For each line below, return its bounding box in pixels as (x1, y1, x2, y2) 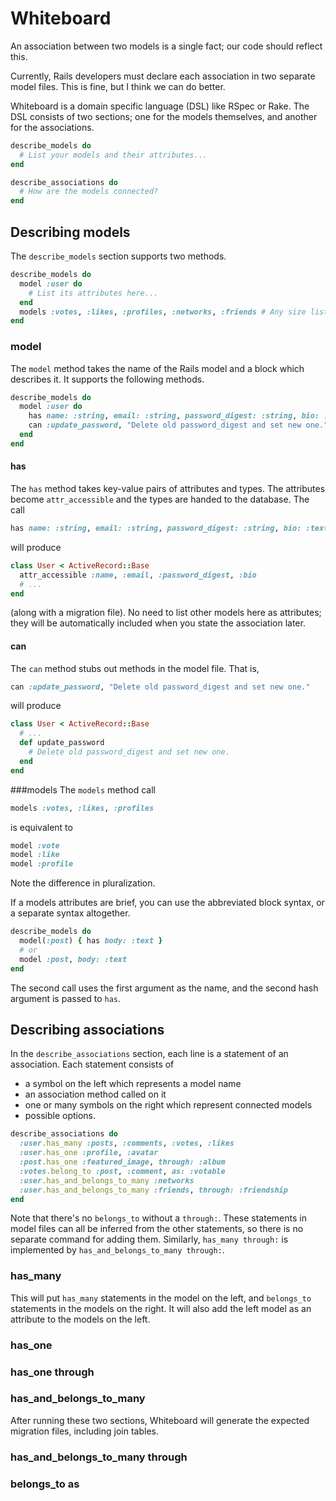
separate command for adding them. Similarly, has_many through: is (10, 1233, 289, 1246)
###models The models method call (10, 783, 156, 796)
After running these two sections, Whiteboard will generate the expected (10, 1414, 310, 1426)
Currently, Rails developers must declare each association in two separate (10, 70, 316, 82)
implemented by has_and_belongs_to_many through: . (10, 1244, 225, 1256)
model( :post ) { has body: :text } (19, 936, 163, 946)
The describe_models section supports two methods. (10, 250, 227, 262)
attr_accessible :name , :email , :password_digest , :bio (19, 570, 257, 580)
